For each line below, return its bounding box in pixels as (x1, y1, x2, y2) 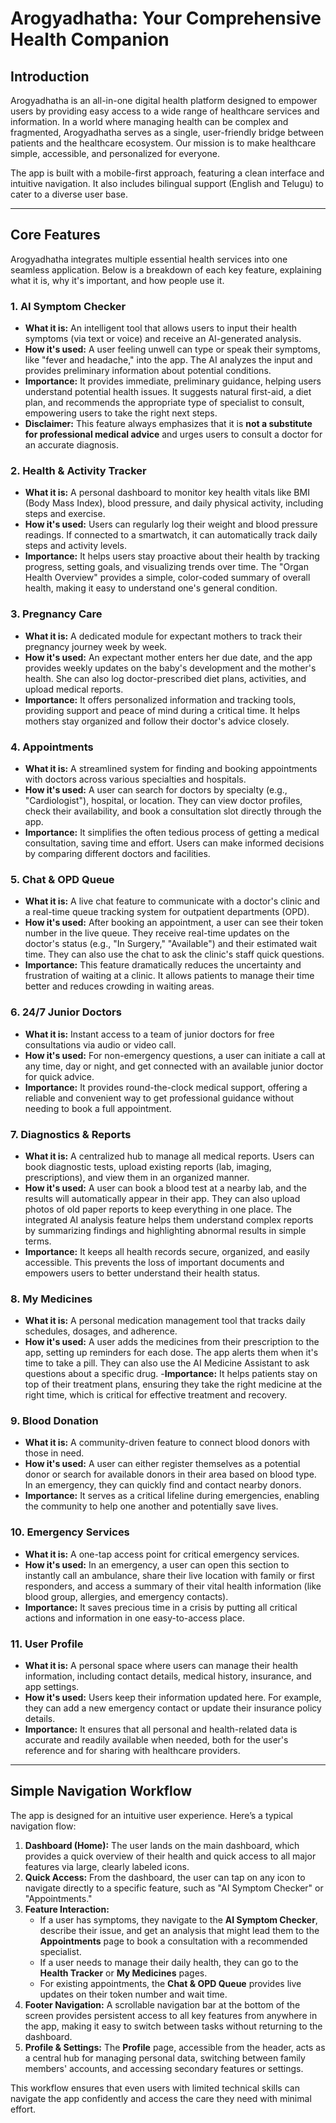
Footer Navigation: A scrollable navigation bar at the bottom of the (24, 1998, 301, 2011)
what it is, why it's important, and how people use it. (10, 274, 225, 286)
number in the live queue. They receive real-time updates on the (24, 927, 290, 939)
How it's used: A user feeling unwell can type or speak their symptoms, (24, 343, 322, 356)
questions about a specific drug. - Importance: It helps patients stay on (24, 1368, 318, 1380)
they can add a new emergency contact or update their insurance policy (24, 1702, 322, 1714)
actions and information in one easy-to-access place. (24, 1612, 245, 1624)
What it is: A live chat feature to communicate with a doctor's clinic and (24, 895, 321, 907)
